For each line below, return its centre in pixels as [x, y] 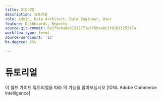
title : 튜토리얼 [20, 10]
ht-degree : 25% [21, 42]
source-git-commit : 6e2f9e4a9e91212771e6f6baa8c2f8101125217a [71, 28]
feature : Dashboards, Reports [36, 24]
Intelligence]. [19, 93]
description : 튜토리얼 [27, 14]
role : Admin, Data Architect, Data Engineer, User [58, 19]
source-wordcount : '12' [30, 38]
